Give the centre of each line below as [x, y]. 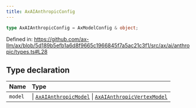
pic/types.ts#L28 [27, 51]
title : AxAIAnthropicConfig [41, 12]
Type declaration [38, 70]
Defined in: [19, 39]
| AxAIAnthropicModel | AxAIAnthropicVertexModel [99, 97]
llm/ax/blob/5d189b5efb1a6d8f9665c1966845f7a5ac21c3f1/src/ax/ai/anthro [98, 45]
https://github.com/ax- [61, 39]
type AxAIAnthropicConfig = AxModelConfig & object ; [72, 28]
